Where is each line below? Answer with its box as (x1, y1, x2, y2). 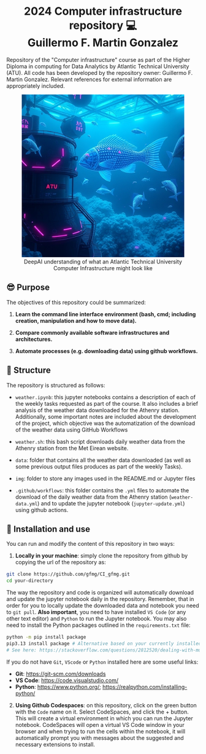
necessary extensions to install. (15, 740, 95, 748)
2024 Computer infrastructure (23, 4, 183, 18)
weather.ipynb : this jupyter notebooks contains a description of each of (15, 393, 196, 400)
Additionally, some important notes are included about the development (15, 413, 196, 420)
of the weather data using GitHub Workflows (15, 426, 128, 433)
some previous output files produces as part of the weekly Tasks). (15, 462, 183, 470)
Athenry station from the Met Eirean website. (15, 444, 129, 452)
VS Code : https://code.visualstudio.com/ (15, 677, 119, 684)
